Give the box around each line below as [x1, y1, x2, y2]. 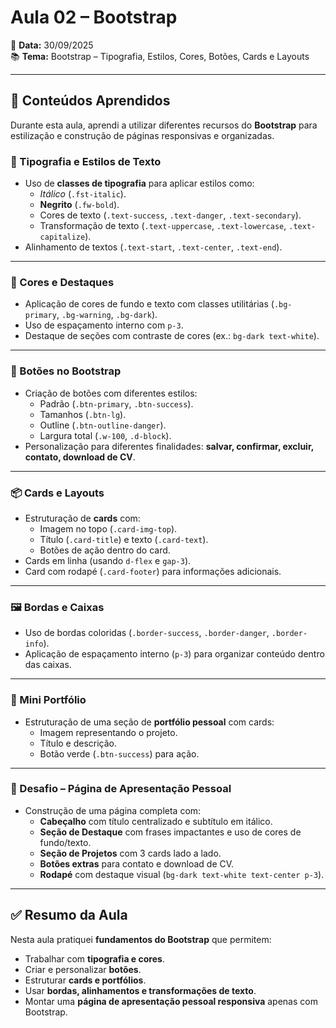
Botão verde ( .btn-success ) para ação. [39, 747, 200, 760]
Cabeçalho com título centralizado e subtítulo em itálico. [39, 815, 273, 827]
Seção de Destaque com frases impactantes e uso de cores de [39, 826, 302, 838]
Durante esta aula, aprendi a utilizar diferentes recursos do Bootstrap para [10, 119, 318, 131]
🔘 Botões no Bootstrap [10, 364, 122, 378]
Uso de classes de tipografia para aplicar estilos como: [24, 177, 255, 190]
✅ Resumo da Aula [10, 907, 128, 924]
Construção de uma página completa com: [24, 804, 202, 816]
